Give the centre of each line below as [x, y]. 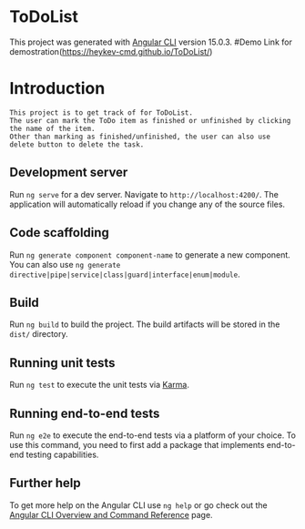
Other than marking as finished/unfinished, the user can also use [140, 137]
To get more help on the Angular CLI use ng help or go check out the [138, 505]
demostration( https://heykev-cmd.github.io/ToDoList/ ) [111, 51]
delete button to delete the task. [77, 144]
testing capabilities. [62, 454]
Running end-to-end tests [85, 413]
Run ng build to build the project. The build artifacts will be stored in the [145, 324]
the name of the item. [52, 128]
